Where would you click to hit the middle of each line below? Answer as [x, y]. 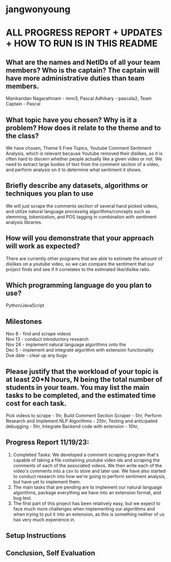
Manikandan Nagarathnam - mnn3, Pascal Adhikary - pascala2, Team [79, 98]
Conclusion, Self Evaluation [51, 553]
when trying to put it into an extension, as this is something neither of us [89, 514]
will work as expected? [43, 246]
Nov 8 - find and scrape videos [38, 334]
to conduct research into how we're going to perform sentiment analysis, [89, 476]
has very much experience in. [44, 519]
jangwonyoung [38, 9]
